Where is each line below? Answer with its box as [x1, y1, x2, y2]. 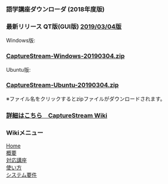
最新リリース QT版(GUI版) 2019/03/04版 [6, 22, 122, 31]
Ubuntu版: [6, 66, 31, 73]
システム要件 [6, 172, 37, 179]
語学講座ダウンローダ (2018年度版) [6, 5, 105, 13]
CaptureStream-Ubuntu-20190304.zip [6, 81, 119, 89]
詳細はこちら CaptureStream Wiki [6, 111, 107, 119]
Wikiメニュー [6, 128, 43, 136]
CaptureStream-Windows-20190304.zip [6, 52, 125, 60]
